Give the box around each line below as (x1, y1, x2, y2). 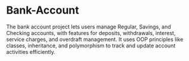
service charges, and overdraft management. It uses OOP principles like (6, 36, 184, 43)
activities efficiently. (6, 48, 56, 55)
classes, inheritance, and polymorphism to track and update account (6, 42, 176, 49)
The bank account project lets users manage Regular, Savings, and (6, 23, 172, 30)
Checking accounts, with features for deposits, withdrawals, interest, (6, 29, 176, 36)
